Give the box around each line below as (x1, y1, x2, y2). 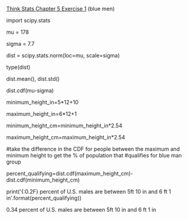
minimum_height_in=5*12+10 (6, 99, 79, 106)
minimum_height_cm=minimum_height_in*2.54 (6, 122, 122, 129)
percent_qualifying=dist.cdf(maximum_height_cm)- (6, 170, 134, 177)
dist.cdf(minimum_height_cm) (6, 176, 80, 183)
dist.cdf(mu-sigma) (6, 87, 54, 94)
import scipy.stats (6, 17, 51, 24)
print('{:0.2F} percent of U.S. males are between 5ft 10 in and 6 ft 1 (6, 188, 171, 195)
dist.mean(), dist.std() (6, 75, 60, 82)
